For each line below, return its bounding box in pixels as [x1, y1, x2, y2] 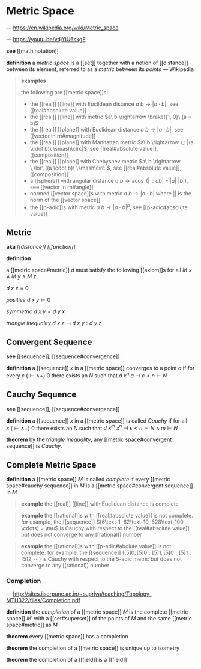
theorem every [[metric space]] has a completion [6, 633, 128, 640]
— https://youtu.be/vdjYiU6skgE [6, 35, 86, 43]
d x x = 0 [6, 284, 29, 292]
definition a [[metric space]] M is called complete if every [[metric [6, 476, 170, 483]
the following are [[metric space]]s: [20, 88, 109, 96]
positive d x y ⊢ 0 [6, 296, 51, 304]
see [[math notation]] [6, 47, 59, 55]
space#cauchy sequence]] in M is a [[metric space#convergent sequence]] [6, 482, 193, 489]
